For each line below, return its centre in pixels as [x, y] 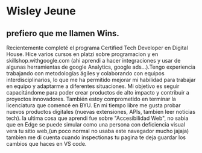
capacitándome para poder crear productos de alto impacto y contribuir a [98, 92]
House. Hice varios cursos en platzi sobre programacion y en [82, 54]
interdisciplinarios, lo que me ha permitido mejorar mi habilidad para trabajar [101, 80]
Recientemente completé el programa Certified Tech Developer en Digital [97, 48]
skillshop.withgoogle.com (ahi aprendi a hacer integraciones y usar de [93, 61]
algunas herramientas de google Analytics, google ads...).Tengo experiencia [101, 67]
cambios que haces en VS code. [46, 144]
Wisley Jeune [41, 11]
